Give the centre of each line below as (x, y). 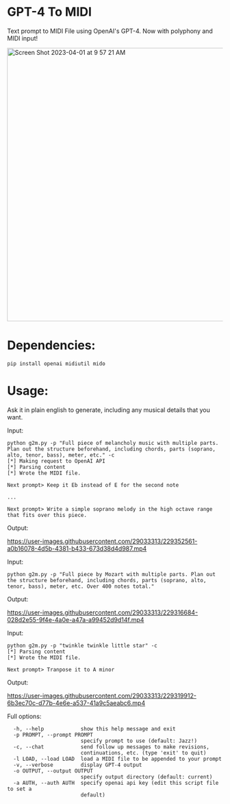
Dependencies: (51, 346)
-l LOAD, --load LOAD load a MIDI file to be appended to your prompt (118, 759)
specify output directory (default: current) (146, 777)
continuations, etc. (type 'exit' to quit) (143, 753)
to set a (20, 789)
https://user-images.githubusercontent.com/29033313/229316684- (103, 612)
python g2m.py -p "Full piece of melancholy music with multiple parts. (113, 443)
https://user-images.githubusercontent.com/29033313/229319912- (102, 696)
